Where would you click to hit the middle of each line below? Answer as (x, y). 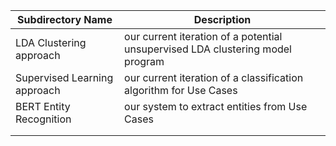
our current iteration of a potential (203, 36)
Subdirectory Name (65, 19)
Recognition (43, 119)
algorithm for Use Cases (181, 90)
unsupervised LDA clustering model (208, 49)
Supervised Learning (64, 77)
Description (222, 19)
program (144, 61)
